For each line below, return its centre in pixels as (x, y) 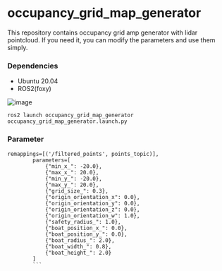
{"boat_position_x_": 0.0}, (86, 228)
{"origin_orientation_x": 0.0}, (92, 197)
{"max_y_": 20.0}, (72, 185)
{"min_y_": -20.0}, (73, 179)
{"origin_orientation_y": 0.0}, (92, 203)
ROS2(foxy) (34, 89)
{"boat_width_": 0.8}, (78, 246)
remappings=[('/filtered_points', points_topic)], (83, 154)
